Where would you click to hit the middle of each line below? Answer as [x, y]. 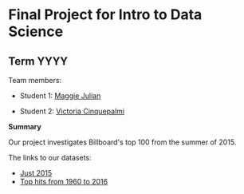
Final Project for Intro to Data [105, 15]
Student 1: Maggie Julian [60, 96]
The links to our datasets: [50, 158]
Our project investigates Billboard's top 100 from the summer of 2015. [122, 142]
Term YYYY [38, 61]
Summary [25, 127]
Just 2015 [36, 173]
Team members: [35, 80]
